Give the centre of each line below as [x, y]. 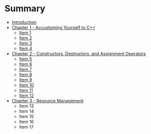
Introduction [24, 22]
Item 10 [26, 85]
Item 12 [26, 95]
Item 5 [26, 59]
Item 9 [26, 80]
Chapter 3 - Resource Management [48, 100]
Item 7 [26, 69]
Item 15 [26, 116]
